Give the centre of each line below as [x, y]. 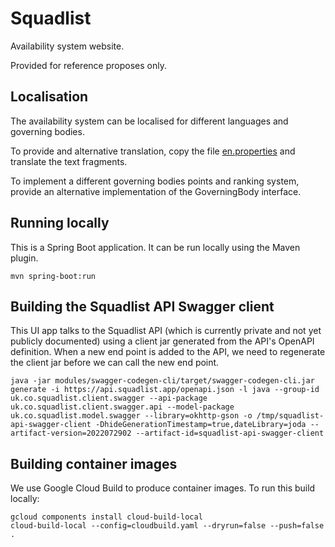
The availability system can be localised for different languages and [149, 121]
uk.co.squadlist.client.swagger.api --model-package [122, 407]
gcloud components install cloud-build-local [106, 517]
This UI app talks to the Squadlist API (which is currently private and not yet [166, 331]
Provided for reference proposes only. [88, 65]
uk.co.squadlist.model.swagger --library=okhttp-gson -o [131, 416]
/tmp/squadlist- [290, 416]
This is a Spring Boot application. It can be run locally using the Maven [155, 247]
